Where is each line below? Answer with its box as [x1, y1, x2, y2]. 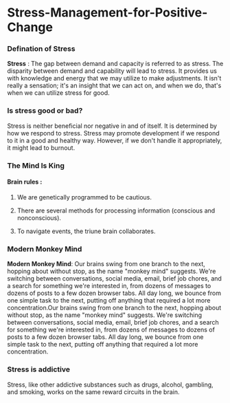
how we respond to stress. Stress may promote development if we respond [7, 129, 220, 137]
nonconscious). [16, 213, 62, 221]
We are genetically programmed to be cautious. [16, 193, 152, 201]
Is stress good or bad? [7, 106, 83, 116]
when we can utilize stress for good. [7, 89, 110, 97]
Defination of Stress [7, 44, 76, 54]
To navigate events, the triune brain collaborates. [16, 227, 156, 235]
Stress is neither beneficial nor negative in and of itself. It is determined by [7, 122, 218, 130]
